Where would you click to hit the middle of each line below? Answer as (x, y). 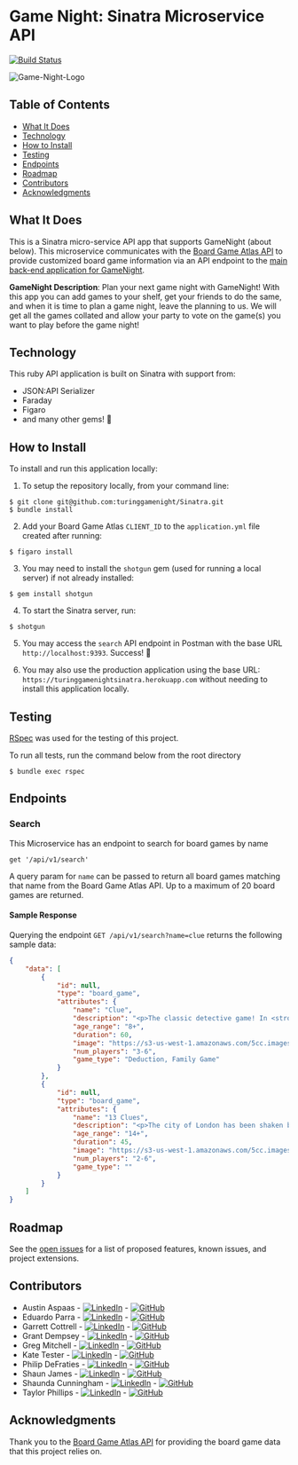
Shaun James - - (74, 1374)
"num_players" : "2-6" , (114, 1158)
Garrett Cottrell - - (76, 1326)
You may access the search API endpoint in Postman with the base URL (152, 643)
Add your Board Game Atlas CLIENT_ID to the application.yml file (141, 526)
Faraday (37, 400)
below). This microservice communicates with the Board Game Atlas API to (146, 251)
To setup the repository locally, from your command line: (125, 486)
